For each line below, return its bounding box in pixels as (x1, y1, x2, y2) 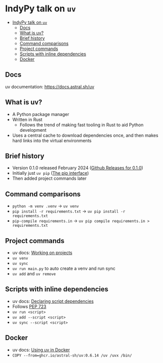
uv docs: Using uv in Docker (12, 347, 70, 353)
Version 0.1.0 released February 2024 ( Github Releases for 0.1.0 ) (12, 165, 143, 171)
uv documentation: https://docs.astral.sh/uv (5, 84, 95, 90)
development (19, 127, 47, 133)
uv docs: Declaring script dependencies (12, 298, 94, 304)
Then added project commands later (12, 175, 87, 181)
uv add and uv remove (12, 271, 56, 276)
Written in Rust (12, 116, 43, 122)
